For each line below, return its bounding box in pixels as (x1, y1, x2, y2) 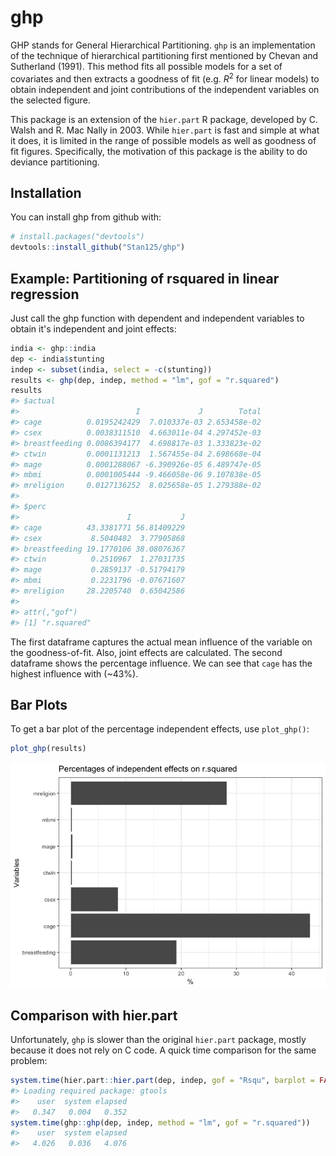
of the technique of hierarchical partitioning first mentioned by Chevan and (10, 49, 319, 61)
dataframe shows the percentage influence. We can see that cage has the (10, 657, 313, 669)
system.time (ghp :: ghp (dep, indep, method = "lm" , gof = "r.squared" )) (10, 1117, 311, 1128)
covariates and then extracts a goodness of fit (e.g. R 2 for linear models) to (10, 71, 320, 85)
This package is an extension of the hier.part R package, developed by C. (10, 113, 318, 125)
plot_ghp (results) (10, 744, 87, 754)
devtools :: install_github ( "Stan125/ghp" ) (10, 242, 186, 253)
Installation (10, 184, 82, 201)
